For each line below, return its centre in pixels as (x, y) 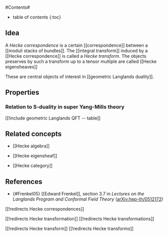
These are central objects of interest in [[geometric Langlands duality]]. (80, 76)
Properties (22, 92)
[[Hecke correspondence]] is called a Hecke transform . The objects (76, 56)
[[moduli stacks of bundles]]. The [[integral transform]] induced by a (77, 51)
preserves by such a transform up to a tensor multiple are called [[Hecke (81, 61)
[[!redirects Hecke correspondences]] (45, 209)
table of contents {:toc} (37, 17)
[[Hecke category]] (33, 166)
